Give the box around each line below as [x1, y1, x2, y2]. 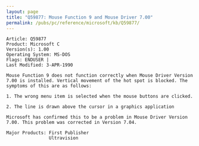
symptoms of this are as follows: [6, 83, 92, 89]
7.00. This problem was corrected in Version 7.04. [6, 120, 137, 126]
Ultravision [48, 135, 79, 141]
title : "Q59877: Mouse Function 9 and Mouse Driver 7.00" [6, 14, 153, 20]
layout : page [6, 8, 39, 15]
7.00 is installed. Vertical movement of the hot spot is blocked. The [6, 78, 188, 84]
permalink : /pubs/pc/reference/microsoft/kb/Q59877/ [6, 20, 140, 26]
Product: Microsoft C [6, 41, 60, 48]
